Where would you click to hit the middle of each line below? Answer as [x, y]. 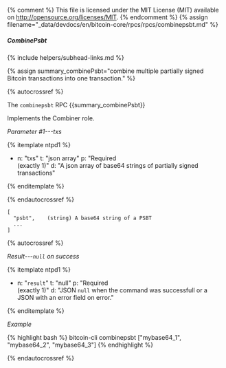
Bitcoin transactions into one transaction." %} [71, 78]
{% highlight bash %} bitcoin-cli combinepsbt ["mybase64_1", [94, 337]
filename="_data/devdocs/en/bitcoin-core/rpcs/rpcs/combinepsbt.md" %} [113, 24]
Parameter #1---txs [34, 131]
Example [20, 324]
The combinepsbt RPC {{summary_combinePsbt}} [76, 105]
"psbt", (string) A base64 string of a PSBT [83, 218]
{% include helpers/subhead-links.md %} [66, 57]
